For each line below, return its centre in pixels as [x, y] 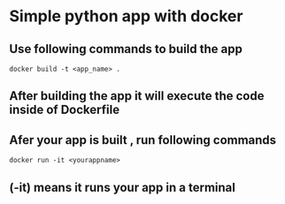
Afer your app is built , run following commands [143, 140]
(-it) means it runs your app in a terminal [123, 187]
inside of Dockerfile [65, 110]
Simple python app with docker [126, 16]
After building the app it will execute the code [137, 96]
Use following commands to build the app [126, 49]
